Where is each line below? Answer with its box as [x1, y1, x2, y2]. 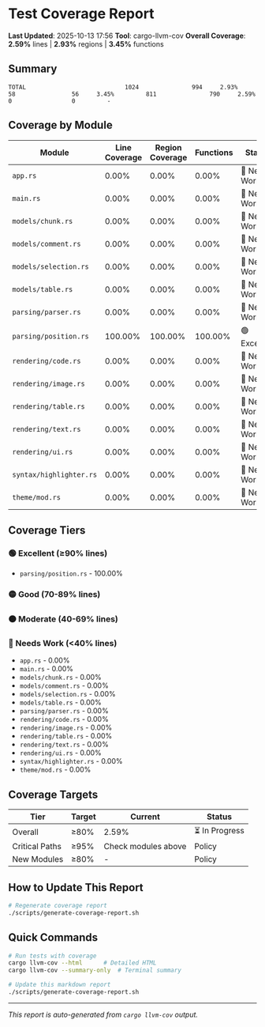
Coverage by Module [8, 119, 113, 132]
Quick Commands [8, 931, 99, 945]
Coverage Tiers [8, 523, 86, 537]
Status [206, 811, 233, 822]
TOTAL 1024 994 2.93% [8, 83, 238, 91]
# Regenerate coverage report [8, 902, 108, 910]
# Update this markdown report [8, 981, 111, 989]
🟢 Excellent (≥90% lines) [8, 547, 108, 558]
